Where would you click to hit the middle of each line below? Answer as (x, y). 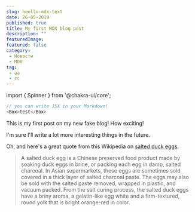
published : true (26, 23)
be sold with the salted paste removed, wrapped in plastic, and (98, 183)
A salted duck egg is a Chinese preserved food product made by (100, 158)
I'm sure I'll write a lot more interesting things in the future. (78, 134)
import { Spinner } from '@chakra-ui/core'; (59, 96)
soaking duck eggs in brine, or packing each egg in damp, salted (101, 164)
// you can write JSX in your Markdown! (57, 106)
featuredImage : (25, 39)
